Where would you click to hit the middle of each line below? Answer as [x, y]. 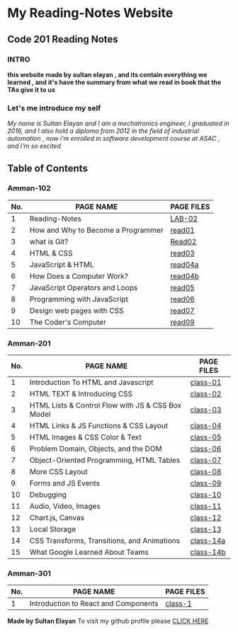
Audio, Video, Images [65, 506]
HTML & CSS [51, 253]
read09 [182, 322]
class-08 [206, 472]
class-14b [208, 552]
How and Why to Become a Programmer [96, 230]
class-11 [206, 506]
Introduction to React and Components [94, 604]
